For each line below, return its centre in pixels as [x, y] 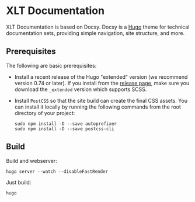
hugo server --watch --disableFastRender [57, 171]
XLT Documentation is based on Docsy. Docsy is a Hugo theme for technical [98, 27]
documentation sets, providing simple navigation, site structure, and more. [95, 33]
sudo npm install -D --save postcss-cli [64, 129]
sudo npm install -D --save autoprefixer [65, 124]
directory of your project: [45, 113]
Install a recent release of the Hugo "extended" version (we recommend [101, 76]
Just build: [19, 182]
